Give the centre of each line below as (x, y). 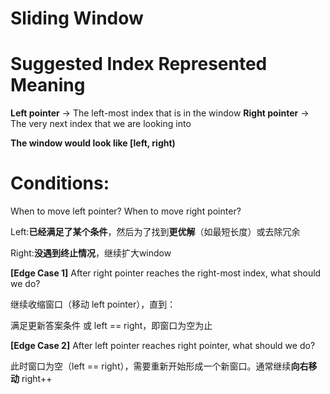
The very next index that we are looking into (101, 124)
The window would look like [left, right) (93, 143)
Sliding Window (77, 18)
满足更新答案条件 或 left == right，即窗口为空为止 (111, 326)
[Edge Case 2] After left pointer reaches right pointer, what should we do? (163, 346)
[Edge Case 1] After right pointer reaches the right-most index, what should (166, 273)
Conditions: (60, 183)
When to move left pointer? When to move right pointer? (126, 211)
